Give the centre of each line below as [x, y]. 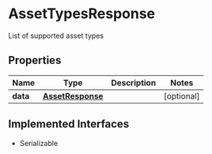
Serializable [39, 143]
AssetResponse [73, 96]
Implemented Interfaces [69, 124]
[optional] [182, 96]
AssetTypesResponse [82, 14]
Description [133, 82]
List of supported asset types [56, 36]
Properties [35, 60]
